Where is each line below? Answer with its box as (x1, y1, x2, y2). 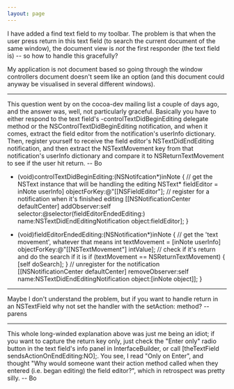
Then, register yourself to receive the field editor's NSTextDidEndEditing (7, 136, 214, 145)
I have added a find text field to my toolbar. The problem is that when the (7, 29, 216, 38)
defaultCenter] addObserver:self (17, 202, 111, 210)
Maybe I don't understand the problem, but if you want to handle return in (7, 294, 218, 303)
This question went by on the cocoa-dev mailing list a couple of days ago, (7, 100, 219, 108)
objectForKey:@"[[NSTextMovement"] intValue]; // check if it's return (17, 245, 216, 253)
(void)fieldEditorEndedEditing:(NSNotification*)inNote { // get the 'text (17, 230, 218, 239)
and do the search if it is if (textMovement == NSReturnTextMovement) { (17, 252, 226, 261)
